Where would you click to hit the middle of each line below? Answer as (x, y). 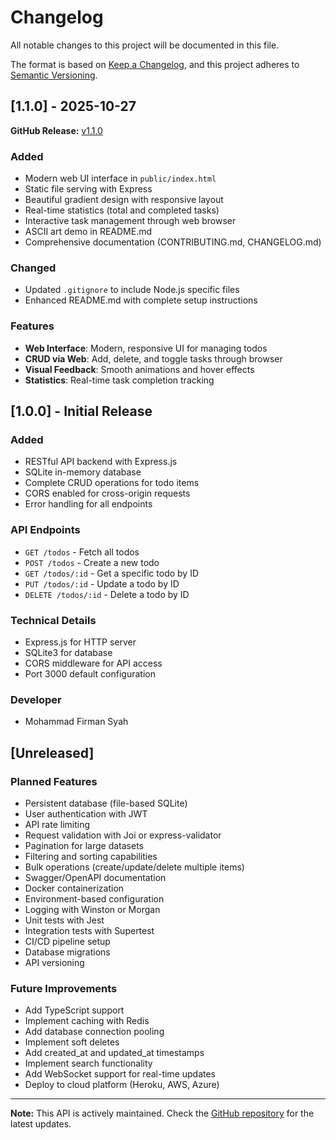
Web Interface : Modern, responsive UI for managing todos (146, 348)
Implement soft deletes (72, 1042)
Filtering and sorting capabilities (91, 856)
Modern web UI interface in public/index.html (120, 178)
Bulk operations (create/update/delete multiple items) (134, 867)
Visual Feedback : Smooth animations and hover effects (139, 369)
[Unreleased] (52, 752)
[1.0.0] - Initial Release (81, 411)
